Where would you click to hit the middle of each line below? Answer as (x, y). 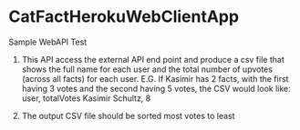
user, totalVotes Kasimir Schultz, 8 (86, 98)
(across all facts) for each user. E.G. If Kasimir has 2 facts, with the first (155, 78)
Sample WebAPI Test (48, 42)
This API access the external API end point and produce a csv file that (153, 59)
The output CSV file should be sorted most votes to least (128, 115)
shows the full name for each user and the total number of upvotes (147, 69)
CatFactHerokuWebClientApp (124, 17)
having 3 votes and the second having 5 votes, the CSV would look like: (156, 88)
